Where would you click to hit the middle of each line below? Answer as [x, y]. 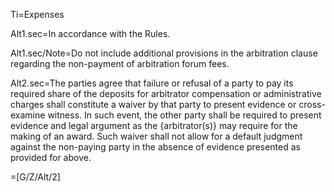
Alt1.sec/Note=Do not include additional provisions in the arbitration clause [164, 53]
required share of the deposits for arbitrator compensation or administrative [166, 93]
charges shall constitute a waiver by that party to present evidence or [153, 104]
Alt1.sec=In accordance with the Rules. [90, 33]
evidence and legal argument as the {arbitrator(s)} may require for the [154, 125]
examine [28, 115]
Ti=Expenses [37, 14]
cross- [312, 104]
